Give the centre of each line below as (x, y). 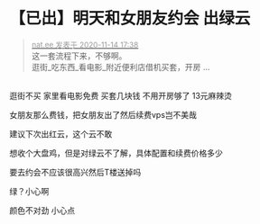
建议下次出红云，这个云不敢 (61, 134)
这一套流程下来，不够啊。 (79, 56)
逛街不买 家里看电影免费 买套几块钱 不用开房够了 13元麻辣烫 (121, 95)
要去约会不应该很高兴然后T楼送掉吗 (75, 172)
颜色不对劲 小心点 (42, 210)
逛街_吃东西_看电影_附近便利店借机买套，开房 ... (121, 67)
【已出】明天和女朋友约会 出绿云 (130, 18)
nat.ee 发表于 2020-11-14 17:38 (85, 45)
